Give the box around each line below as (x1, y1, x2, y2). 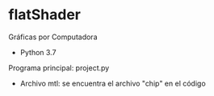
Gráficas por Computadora (8, 32, 98, 42)
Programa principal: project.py (8, 62, 110, 73)
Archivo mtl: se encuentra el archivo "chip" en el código (19, 78, 206, 88)
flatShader (8, 6, 81, 24)
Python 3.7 (19, 47, 57, 57)
